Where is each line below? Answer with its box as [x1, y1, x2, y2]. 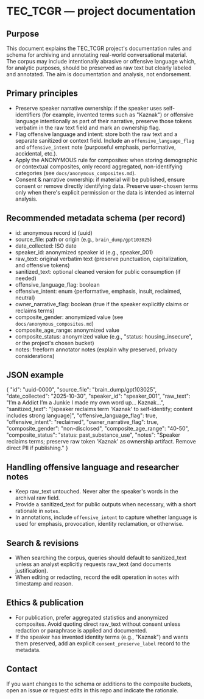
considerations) [15, 352, 55, 359]
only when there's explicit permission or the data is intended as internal [15, 188, 195, 196]
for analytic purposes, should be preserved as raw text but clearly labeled [6, 64, 192, 71]
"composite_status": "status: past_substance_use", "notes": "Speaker [6, 431, 181, 439]
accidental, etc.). [15, 149, 58, 157]
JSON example [6, 370, 64, 381]
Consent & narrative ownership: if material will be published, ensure [15, 176, 185, 183]
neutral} [15, 294, 35, 301]
